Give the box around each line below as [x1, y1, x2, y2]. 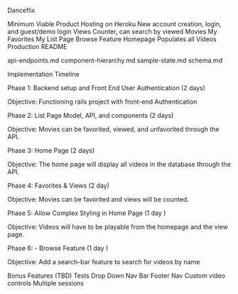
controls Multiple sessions [7, 279, 84, 287]
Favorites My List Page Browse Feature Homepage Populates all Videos [7, 35, 217, 43]
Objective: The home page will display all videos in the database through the [7, 160, 231, 168]
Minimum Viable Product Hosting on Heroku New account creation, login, [7, 20, 222, 28]
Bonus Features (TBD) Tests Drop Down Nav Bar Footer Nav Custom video [7, 271, 226, 280]
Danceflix [7, 6, 36, 14]
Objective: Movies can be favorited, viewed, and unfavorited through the [7, 125, 220, 134]
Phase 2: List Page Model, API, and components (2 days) [7, 111, 174, 119]
